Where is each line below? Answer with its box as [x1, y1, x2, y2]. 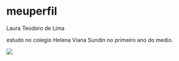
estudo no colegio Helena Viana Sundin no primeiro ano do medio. [6, 36, 174, 43]
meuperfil [6, 4, 57, 18]
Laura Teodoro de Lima [6, 24, 65, 32]
